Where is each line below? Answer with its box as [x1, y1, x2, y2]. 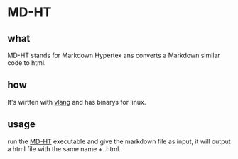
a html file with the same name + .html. [7, 144, 121, 153]
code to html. [7, 59, 46, 67]
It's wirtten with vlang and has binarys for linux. [7, 98, 146, 106]
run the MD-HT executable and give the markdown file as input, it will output [7, 137, 231, 146]
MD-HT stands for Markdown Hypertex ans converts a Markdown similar [7, 51, 220, 59]
